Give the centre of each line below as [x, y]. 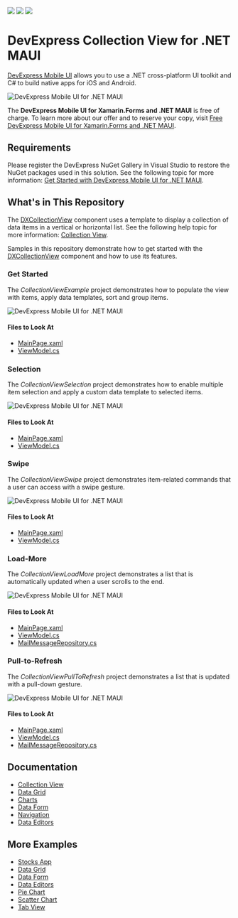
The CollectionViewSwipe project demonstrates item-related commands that [119, 479]
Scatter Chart [37, 900]
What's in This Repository [66, 202]
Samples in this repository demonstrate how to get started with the [105, 248]
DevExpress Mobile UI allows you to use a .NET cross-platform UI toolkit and [119, 75]
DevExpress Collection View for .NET [119, 41]
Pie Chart [31, 892]
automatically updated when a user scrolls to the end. [86, 582]
